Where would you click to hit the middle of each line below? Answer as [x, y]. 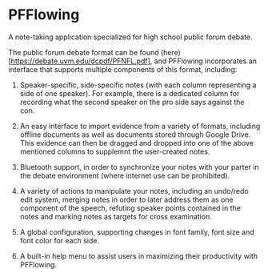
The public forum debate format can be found [84, 52]
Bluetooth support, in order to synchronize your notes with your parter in [140, 167]
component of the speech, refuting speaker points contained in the [130, 208]
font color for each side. [60, 240]
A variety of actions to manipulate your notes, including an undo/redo [134, 191]
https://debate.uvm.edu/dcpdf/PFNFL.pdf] [80, 61]
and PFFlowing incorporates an [206, 61]
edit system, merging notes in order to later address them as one [126, 199]
